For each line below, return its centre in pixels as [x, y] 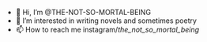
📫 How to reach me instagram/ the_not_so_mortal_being [107, 29]
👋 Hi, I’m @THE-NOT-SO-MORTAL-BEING [83, 12]
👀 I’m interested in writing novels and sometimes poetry [106, 21]
